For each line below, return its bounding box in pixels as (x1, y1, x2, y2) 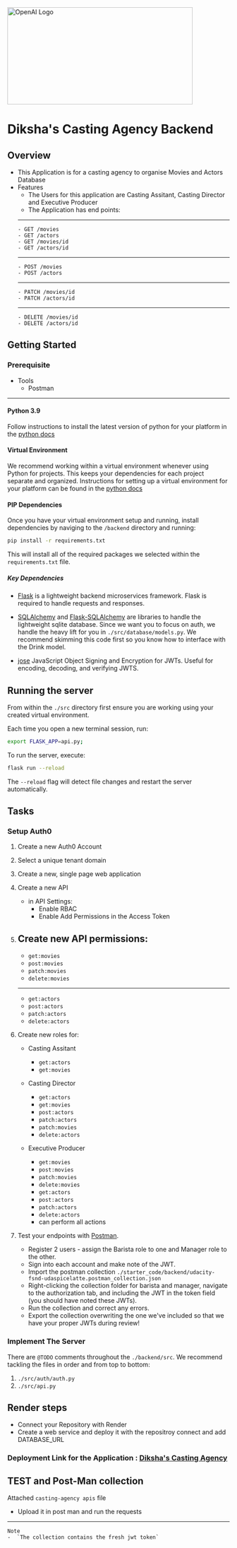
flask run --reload (7, 764, 65, 772)
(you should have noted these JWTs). (28, 1296, 138, 1305)
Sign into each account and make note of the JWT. (28, 1260, 176, 1269)
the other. (28, 1253, 56, 1261)
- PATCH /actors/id (17, 295, 75, 302)
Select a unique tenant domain (17, 856, 107, 865)
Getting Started (7, 339, 77, 351)
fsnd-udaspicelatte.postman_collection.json (28, 1275, 162, 1282)
